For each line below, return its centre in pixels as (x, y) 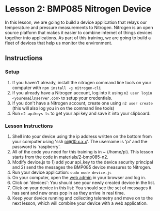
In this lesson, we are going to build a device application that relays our (76, 22)
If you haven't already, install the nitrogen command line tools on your (82, 82)
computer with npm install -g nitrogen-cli (56, 88)
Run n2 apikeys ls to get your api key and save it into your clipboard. (81, 113)
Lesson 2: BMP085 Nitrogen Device (78, 9)
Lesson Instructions (29, 126)
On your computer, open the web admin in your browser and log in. (79, 177)
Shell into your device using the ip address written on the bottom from (82, 136)
